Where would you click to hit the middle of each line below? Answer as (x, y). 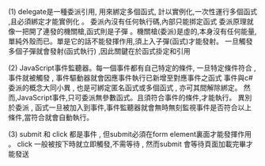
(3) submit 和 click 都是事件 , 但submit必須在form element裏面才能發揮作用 (130, 134)
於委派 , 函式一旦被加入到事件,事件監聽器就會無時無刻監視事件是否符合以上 (130, 108)
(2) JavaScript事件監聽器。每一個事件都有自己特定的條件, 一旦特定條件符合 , (132, 68)
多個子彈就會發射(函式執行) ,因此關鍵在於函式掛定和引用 (100, 51)
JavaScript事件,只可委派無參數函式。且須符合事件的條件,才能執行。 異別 (134, 98)
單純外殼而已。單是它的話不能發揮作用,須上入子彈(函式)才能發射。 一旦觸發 (131, 41)
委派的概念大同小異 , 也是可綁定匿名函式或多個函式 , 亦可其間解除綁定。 (125, 88)
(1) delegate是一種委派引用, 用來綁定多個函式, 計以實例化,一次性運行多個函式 (133, 11)
